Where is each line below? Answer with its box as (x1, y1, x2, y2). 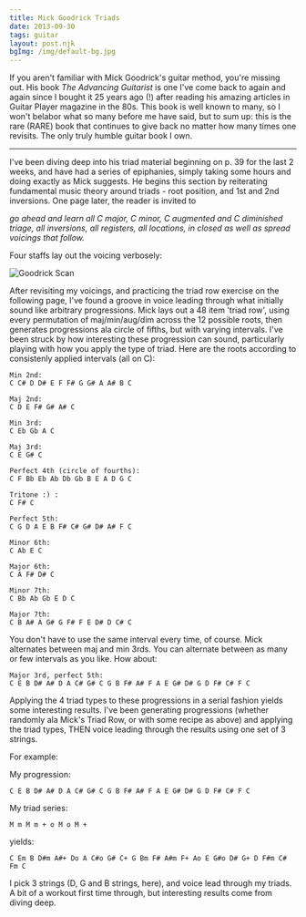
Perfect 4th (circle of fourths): (9, 467, 141, 476)
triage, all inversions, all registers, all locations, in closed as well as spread (9, 222, 291, 233)
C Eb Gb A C (9, 427, 55, 436)
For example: (9, 751, 59, 762)
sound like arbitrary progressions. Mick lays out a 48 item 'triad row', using (9, 304, 290, 315)
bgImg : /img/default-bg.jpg (9, 47, 117, 57)
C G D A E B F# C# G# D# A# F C (9, 522, 132, 531)
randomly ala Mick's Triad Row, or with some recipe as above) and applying (9, 715, 293, 726)
